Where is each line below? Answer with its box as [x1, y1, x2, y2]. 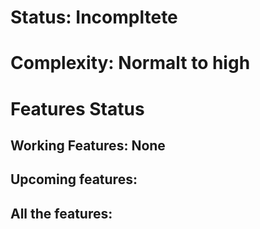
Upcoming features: [10, 171, 138, 188]
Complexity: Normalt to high [10, 52, 251, 75]
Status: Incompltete [10, 6, 178, 29]
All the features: [10, 205, 113, 222]
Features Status [10, 97, 145, 120]
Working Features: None [10, 137, 166, 154]
